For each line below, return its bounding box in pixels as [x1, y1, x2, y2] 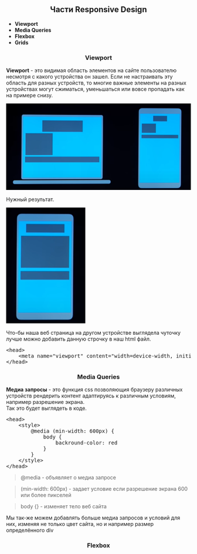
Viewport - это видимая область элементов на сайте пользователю [6, 67, 177, 74]
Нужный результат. [6, 196, 55, 203]
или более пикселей [20, 492, 72, 499]
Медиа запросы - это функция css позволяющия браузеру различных [6, 386, 183, 393]
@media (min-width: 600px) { [30, 428, 115, 434]
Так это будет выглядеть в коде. [6, 405, 87, 412]
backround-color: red [55, 440, 118, 446]
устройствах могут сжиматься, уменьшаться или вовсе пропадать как [6, 86, 185, 93]
